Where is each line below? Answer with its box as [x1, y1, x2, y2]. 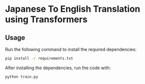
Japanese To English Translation [5, 3, 141, 15]
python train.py [5, 74, 38, 79]
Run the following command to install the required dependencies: [5, 47, 137, 52]
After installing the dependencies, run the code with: [5, 65, 111, 71]
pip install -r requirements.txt [5, 56, 73, 61]
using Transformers [5, 14, 88, 25]
